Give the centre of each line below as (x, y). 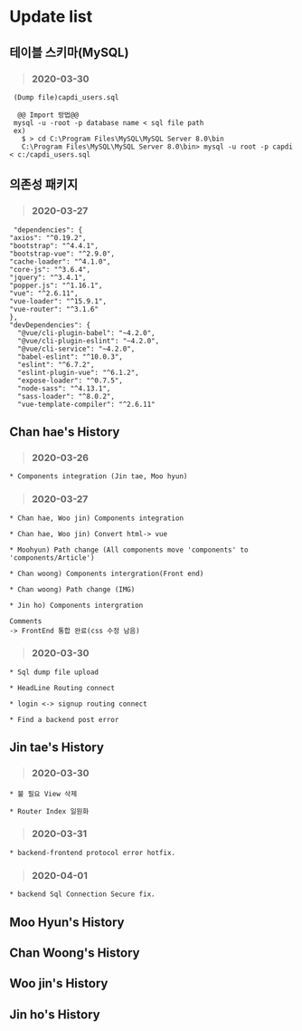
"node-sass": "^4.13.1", (64, 388)
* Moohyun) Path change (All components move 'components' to (129, 550)
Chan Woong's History (75, 953)
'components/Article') (52, 558)
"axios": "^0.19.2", (48, 237)
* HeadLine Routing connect (62, 688)
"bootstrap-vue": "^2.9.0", (62, 254)
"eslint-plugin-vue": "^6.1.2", (79, 372)
